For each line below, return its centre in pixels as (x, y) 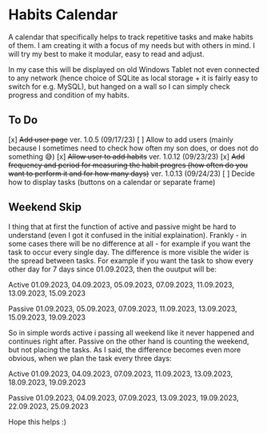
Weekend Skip (45, 207)
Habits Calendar (63, 15)
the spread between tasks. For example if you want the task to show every (131, 260)
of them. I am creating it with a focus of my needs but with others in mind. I (132, 45)
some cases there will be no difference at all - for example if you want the (130, 243)
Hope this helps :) (37, 421)
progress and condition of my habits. (69, 94)
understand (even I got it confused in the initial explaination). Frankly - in (128, 235)
